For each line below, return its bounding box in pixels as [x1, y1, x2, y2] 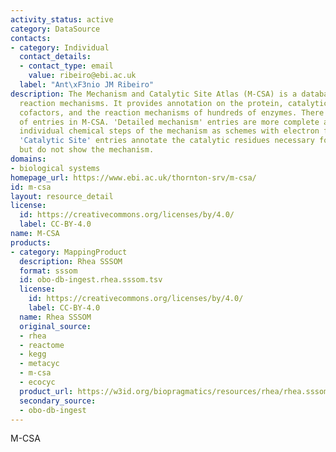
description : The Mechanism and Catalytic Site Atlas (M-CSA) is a [10, 89, 298, 99]
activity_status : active [10, 14, 114, 25]
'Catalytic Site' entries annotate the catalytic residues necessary [19, 136, 315, 146]
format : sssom [19, 266, 78, 276]
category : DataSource [10, 24, 101, 34]
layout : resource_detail [10, 191, 114, 201]
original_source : [19, 321, 92, 331]
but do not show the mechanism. [19, 145, 155, 155]
